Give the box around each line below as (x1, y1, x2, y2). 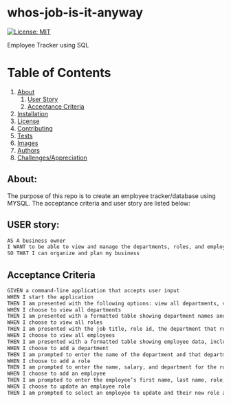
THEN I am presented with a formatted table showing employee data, (7, 338, 208, 345)
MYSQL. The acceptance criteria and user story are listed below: (7, 199, 190, 207)
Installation (16, 109, 49, 118)
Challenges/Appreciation (16, 153, 88, 162)
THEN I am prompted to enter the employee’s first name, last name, (7, 377, 208, 384)
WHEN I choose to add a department (7, 345, 109, 351)
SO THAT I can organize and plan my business (7, 250, 140, 257)
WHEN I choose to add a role (7, 358, 91, 364)
